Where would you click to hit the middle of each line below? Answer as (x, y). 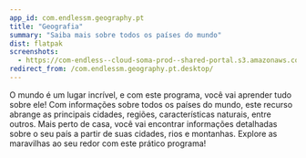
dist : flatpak (36, 43)
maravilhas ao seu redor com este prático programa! (108, 143)
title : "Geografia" (46, 26)
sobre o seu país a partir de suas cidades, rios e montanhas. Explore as (143, 133)
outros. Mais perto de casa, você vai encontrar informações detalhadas (143, 123)
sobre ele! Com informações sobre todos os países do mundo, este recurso (151, 104)
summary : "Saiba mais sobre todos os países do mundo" (116, 35)
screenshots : (34, 52)
